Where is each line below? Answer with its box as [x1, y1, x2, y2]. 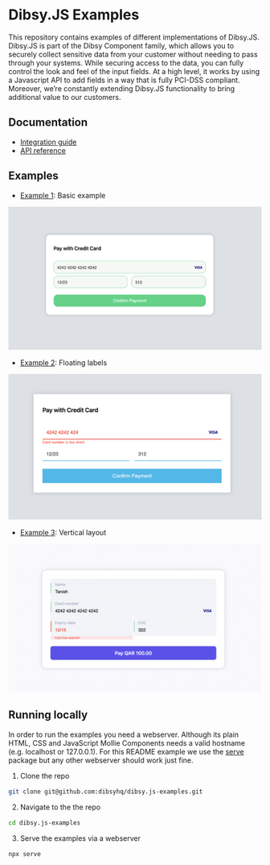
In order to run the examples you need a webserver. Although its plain [8, 730, 239, 739]
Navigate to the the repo [19, 802, 101, 812]
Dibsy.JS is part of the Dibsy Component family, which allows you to [8, 40, 235, 50]
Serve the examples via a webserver [19, 833, 141, 843]
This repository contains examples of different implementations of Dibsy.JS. [8, 32, 260, 42]
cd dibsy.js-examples [8, 818, 81, 827]
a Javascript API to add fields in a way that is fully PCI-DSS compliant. [8, 75, 240, 85]
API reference [19, 145, 66, 155]
